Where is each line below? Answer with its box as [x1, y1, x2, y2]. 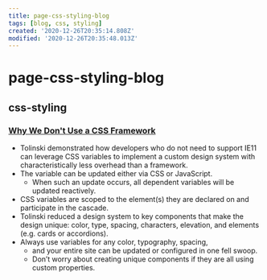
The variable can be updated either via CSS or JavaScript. [19, 169, 213, 179]
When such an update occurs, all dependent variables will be [31, 178, 235, 187]
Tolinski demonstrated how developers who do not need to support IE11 [19, 143, 257, 153]
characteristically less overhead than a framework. [19, 160, 189, 170]
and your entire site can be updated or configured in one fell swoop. [31, 246, 258, 256]
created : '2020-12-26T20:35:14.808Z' [8, 27, 135, 35]
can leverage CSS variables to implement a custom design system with [19, 152, 256, 162]
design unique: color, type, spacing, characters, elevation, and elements [19, 220, 260, 230]
